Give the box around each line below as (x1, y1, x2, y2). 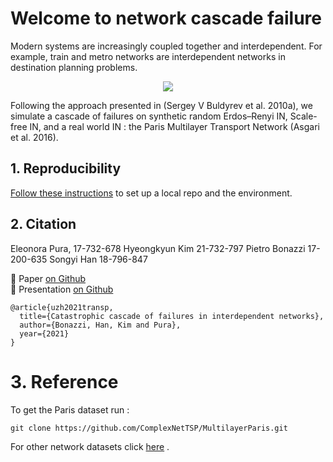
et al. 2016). (10, 131, 59, 143)
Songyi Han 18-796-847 (49, 253, 148, 265)
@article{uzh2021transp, (10, 302, 114, 312)
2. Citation (10, 216, 77, 233)
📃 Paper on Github (10, 272, 87, 284)
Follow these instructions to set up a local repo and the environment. (10, 187, 293, 199)
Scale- (289, 110, 318, 122)
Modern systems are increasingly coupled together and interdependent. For (10, 40, 323, 52)
